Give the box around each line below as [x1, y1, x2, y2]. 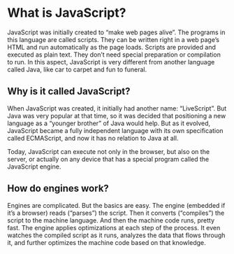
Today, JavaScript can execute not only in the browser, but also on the [7, 147, 210, 155]
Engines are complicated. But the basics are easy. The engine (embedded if [7, 201, 226, 209]
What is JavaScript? [7, 5, 126, 21]
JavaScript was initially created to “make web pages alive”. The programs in [7, 28, 226, 36]
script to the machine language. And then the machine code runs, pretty [7, 216, 215, 225]
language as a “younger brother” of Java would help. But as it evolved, [7, 119, 211, 127]
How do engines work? [7, 183, 110, 195]
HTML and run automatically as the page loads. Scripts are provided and [7, 43, 217, 51]
